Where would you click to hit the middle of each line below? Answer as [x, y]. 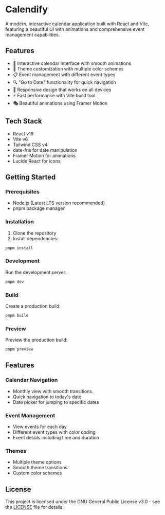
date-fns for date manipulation [45, 150]
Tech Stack [24, 121]
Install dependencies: [35, 238]
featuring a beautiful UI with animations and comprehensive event [75, 29]
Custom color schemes [37, 473]
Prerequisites [22, 191]
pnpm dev [15, 281]
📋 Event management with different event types [64, 74]
